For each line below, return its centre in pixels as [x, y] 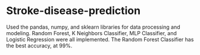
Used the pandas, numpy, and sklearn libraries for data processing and [93, 27]
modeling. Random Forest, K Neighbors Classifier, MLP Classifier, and [92, 33]
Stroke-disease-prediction [74, 11]
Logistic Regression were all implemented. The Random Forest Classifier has [100, 39]
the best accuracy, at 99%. [39, 46]
